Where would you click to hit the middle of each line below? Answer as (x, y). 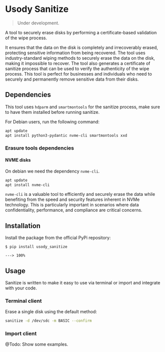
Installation (23, 225)
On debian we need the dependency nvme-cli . (53, 171)
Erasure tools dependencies (40, 148)
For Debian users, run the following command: (53, 122)
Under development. (38, 23)
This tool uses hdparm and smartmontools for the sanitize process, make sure (82, 107)
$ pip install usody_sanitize (36, 247)
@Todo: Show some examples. (37, 345)
